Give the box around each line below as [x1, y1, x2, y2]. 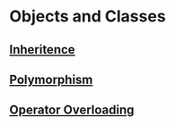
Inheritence [9, 42, 75, 57]
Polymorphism [9, 71, 93, 87]
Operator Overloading [9, 103, 135, 118]
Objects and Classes [9, 6, 166, 27]
